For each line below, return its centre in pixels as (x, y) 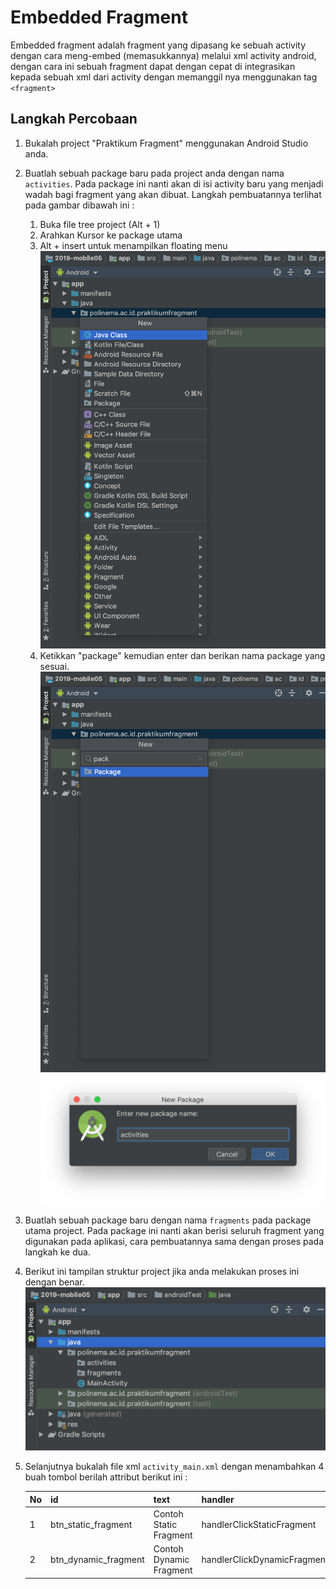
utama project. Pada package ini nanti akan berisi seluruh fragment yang (174, 1231)
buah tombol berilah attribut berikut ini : (106, 1477)
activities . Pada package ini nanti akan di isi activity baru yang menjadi (174, 183)
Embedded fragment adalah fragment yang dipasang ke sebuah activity (158, 45)
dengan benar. (54, 1282)
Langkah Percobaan (74, 119)
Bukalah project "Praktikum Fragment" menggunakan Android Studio (166, 143)
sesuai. (54, 667)
